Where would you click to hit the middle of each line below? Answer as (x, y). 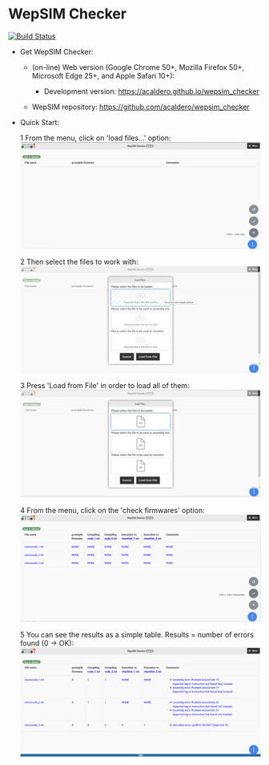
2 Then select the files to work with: (79, 262)
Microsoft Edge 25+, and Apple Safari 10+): (103, 75)
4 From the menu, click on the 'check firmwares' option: (112, 511)
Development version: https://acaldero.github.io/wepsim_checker (152, 91)
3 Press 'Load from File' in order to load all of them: (104, 385)
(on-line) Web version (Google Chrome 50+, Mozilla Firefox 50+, (138, 67)
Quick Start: (40, 122)
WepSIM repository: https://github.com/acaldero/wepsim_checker (141, 107)
